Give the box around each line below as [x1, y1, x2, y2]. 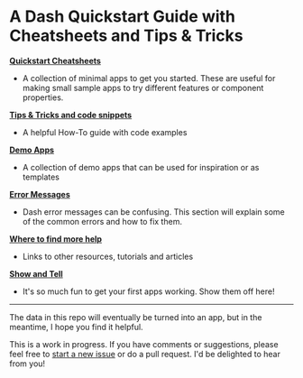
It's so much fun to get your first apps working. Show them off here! [22, 286, 275, 297]
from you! [9, 358, 46, 369]
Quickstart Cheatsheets [9, 55, 102, 66]
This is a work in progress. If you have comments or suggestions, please [9, 338, 279, 349]
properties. [22, 92, 64, 103]
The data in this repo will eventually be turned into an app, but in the [9, 311, 262, 322]
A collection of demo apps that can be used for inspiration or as [22, 161, 260, 172]
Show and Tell [9, 268, 63, 279]
